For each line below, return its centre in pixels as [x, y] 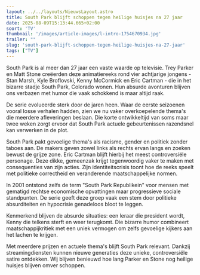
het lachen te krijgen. [32, 234]
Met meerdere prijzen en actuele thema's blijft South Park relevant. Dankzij [98, 246]
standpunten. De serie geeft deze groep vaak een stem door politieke [92, 197]
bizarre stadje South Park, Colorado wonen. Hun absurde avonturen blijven [98, 87]
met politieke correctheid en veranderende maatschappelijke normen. [92, 173]
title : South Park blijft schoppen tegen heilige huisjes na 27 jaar [95, 17]
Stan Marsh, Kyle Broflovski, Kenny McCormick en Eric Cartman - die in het [99, 80]
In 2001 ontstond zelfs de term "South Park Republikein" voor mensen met [98, 185]
